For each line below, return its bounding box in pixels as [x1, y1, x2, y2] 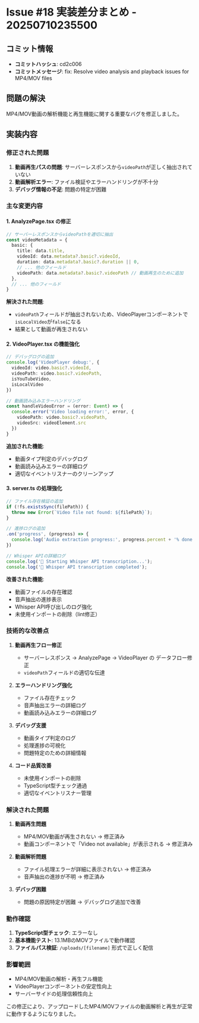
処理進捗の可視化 [23, 742, 66, 749]
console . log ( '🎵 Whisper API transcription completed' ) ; [6, 564, 147, 570]
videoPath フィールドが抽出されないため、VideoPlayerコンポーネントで [14, 310, 188, 318]
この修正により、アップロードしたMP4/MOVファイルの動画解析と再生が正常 [6, 1003, 193, 1010]
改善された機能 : [6, 575, 45, 583]
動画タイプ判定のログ [23, 734, 76, 741]
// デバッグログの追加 [6, 354, 55, 360]
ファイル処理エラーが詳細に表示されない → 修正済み [23, 866, 151, 873]
